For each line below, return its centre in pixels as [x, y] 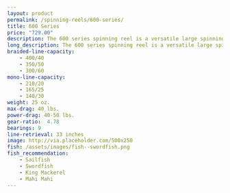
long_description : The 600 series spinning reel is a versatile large [110, 45]
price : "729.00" [30, 33]
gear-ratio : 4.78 [33, 121]
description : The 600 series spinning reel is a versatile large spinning [116, 39]
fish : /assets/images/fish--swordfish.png [68, 147]
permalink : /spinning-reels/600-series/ [66, 20]
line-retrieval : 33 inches [46, 134]
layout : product [30, 13]
